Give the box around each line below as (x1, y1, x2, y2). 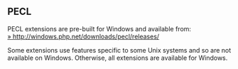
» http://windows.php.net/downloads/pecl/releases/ (7, 32, 160, 41)
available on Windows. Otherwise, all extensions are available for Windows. (7, 53, 228, 62)
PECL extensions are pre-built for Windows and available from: (7, 24, 192, 33)
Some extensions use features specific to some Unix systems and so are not (7, 46, 232, 54)
